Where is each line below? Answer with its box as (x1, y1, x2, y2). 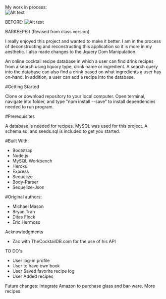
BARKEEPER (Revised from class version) (5, 29, 90, 34)
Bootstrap (12, 148, 33, 153)
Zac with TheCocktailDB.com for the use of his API (12, 239, 116, 244)
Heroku (12, 163, 28, 169)
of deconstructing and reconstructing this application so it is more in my (5, 44, 152, 49)
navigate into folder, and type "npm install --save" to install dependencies (5, 99, 156, 104)
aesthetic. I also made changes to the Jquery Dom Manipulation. (5, 49, 137, 54)
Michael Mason (12, 203, 44, 209)
